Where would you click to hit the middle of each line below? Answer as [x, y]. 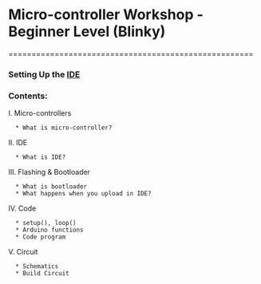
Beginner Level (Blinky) [87, 32]
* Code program [41, 237]
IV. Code [22, 208]
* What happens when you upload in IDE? [83, 194]
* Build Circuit [42, 274]
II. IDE [18, 143]
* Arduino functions [49, 230]
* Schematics [37, 266]
